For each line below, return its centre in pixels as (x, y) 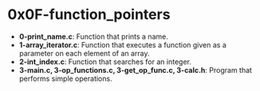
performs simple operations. (65, 78)
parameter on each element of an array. (84, 53)
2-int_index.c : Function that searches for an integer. (105, 62)
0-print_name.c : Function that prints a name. (93, 36)
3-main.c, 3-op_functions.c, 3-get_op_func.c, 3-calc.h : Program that (136, 70)
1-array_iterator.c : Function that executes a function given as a (122, 44)
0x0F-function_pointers (89, 15)
